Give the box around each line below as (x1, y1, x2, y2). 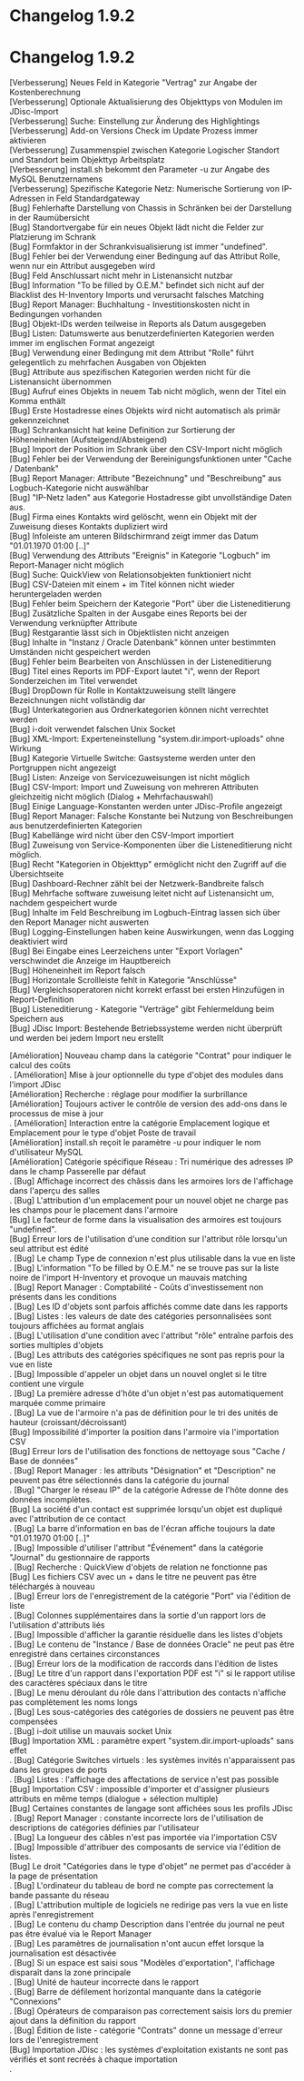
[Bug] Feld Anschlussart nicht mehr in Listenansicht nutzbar (9, 270, 233, 282)
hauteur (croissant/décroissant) (9, 1417, 127, 1428)
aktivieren (9, 135, 47, 146)
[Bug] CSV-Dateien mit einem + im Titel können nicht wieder (9, 579, 235, 590)
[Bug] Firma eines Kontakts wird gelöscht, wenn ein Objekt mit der (9, 511, 258, 522)
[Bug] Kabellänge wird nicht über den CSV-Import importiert (9, 830, 234, 841)
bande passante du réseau (9, 1890, 110, 1901)
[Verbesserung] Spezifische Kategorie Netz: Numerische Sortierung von (9, 183, 279, 194)
